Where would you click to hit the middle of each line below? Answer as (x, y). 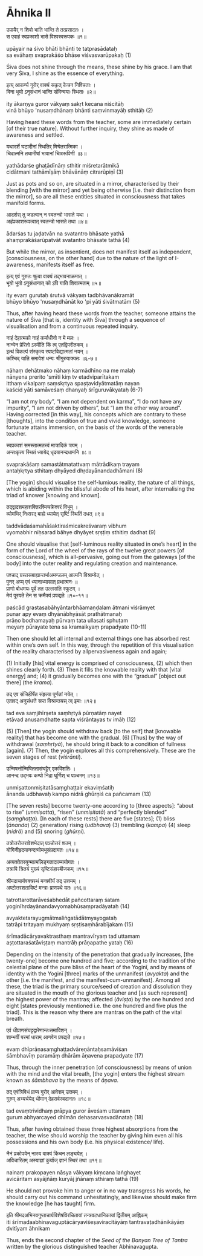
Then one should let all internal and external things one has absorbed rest (98, 638)
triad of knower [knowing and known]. (54, 495)
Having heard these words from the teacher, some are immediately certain (99, 122)
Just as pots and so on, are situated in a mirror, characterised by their (93, 183)
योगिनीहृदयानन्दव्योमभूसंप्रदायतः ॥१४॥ (42, 849)
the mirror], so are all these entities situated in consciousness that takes (96, 196)
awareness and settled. (35, 135)
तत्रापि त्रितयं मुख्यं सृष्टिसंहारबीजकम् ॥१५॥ (47, 869)
